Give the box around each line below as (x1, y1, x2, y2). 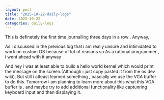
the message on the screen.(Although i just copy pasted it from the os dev (5, 69, 156, 75)
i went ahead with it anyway (5, 54, 61, 60)
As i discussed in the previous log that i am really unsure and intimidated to (5, 43, 157, 49)
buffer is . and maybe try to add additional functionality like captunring (5, 84, 147, 90)
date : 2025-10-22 (5, 16, 41, 21)
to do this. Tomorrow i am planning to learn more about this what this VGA (5, 79, 155, 85)
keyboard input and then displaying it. (5, 89, 82, 95)
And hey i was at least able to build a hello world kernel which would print (5, 63, 154, 69)
